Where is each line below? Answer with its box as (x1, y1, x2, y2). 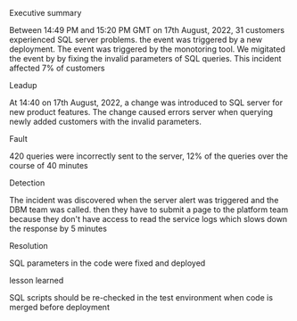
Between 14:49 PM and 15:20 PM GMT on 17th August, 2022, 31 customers (9, 25, 285, 35)
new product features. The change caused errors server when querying (9, 107, 274, 117)
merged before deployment (9, 302, 110, 312)
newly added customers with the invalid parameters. (9, 116, 202, 127)
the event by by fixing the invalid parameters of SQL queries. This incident (9, 53, 282, 63)
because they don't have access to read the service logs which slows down (9, 214, 288, 224)
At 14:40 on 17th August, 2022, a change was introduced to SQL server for (9, 97, 284, 108)
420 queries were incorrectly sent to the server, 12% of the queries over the (9, 151, 288, 161)
